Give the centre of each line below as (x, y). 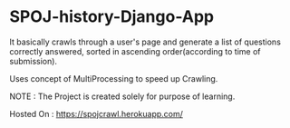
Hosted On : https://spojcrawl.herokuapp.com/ (97, 113)
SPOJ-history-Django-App (112, 17)
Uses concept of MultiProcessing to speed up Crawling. (114, 78)
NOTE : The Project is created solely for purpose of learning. (122, 96)
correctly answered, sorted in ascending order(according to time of (135, 51)
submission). (33, 61)
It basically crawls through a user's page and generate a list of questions (145, 42)
